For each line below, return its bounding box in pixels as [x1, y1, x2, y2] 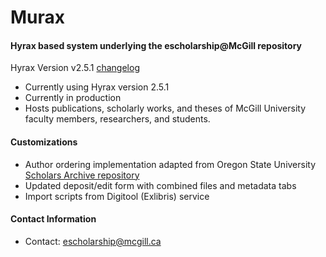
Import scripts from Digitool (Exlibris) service [24, 190, 210, 202]
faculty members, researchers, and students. [24, 113, 211, 125]
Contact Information [10, 213, 97, 225]
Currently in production [24, 92, 122, 104]
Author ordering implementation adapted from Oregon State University [24, 158, 317, 170]
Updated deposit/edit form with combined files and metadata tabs [24, 179, 297, 191]
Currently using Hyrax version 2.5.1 [24, 81, 170, 93]
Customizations [10, 136, 78, 148]
